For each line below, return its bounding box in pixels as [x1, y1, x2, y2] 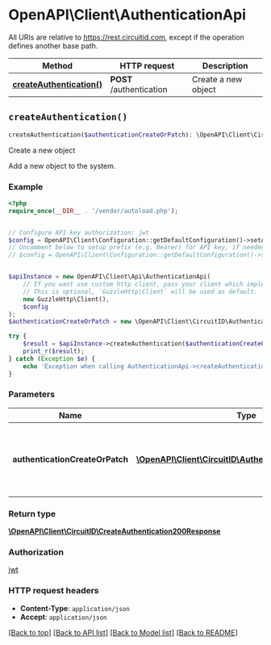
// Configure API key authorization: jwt [8, 228, 150, 237]
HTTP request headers [8, 585, 99, 597]
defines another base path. [8, 40, 98, 50]
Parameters [8, 389, 55, 400]
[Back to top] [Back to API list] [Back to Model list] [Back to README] [8, 627, 238, 637]
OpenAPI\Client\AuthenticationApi [8, 6, 246, 24]
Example [8, 181, 44, 192]
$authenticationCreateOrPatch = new [8, 317, 131, 326]
